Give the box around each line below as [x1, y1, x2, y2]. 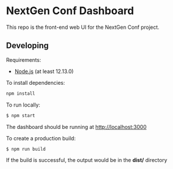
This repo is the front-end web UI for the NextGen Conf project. [6, 24, 160, 31]
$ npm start [6, 112, 35, 118]
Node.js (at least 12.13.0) [14, 68, 74, 75]
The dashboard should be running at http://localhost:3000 [6, 123, 147, 130]
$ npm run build [6, 146, 46, 152]
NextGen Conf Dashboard [6, 4, 134, 18]
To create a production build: [6, 134, 76, 142]
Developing [6, 41, 49, 51]
